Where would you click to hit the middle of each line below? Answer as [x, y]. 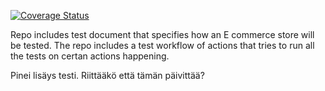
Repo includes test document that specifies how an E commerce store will [162, 34]
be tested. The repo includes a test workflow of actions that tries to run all [162, 45]
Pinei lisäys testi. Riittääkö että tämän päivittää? [107, 75]
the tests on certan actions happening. [90, 56]
